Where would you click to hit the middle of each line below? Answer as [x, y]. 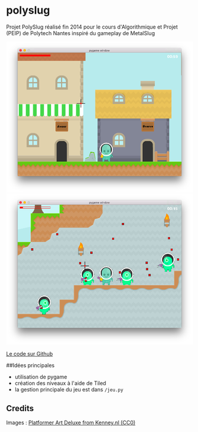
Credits [20, 408]
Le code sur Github [30, 354]
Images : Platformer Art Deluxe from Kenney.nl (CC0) [71, 422]
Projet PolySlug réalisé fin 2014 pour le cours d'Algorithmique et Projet [92, 27]
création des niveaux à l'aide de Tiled [60, 383]
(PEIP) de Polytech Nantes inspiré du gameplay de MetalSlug [81, 33]
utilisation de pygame [41, 377]
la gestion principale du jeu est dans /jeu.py [69, 390]
